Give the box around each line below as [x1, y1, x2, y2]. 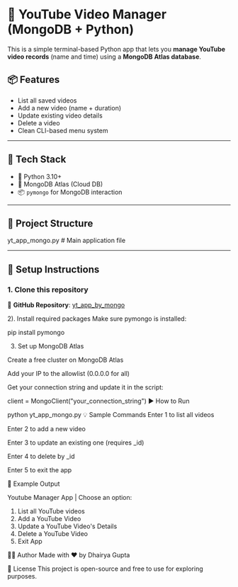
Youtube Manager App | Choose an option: [7, 494, 132, 502]
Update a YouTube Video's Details [17, 522, 118, 530]
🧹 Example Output [7, 479, 60, 488]
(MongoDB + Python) [7, 21, 135, 38]
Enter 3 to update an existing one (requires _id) [7, 438, 144, 447]
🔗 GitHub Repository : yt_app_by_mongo [7, 301, 125, 309]
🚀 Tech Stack [7, 154, 67, 166]
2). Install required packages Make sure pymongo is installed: [7, 314, 187, 323]
